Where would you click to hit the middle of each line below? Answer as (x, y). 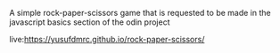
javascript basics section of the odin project (90, 22)
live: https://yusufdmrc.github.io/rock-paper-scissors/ (107, 39)
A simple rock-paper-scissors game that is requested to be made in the (140, 13)
